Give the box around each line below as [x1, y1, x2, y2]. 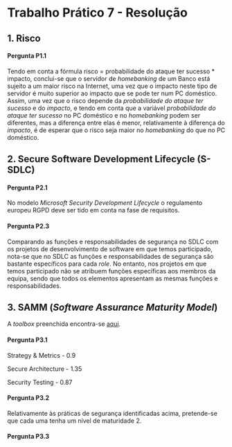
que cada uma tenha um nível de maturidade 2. [7, 417, 142, 425]
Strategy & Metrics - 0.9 [7, 351, 76, 359]
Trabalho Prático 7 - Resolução [7, 5, 188, 21]
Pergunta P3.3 [7, 432, 50, 441]
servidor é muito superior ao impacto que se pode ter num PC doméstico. [7, 89, 217, 98]
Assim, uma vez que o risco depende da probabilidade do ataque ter [7, 96, 204, 104]
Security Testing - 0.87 [7, 378, 73, 386]
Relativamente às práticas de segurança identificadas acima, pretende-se [7, 409, 218, 417]
